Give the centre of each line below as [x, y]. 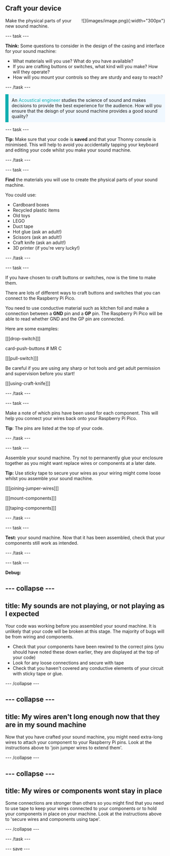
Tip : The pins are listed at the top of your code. [55, 428]
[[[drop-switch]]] [23, 338]
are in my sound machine [46, 725]
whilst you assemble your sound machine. [49, 478]
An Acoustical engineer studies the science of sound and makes [79, 100]
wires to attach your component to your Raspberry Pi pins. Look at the [79, 743]
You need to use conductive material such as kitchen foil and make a [77, 308]
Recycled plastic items [36, 210]
